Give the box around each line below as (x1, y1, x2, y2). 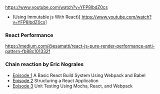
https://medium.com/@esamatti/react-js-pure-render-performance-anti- (5, 43, 155, 49)
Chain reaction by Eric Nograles (5, 61, 84, 68)
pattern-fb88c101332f (5, 48, 50, 54)
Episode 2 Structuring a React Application (12, 77, 99, 83)
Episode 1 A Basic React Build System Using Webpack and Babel (12, 72, 146, 78)
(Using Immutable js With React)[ (12, 14, 81, 19)
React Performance (5, 31, 53, 38)
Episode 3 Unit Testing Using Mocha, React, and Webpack (12, 82, 133, 89)
